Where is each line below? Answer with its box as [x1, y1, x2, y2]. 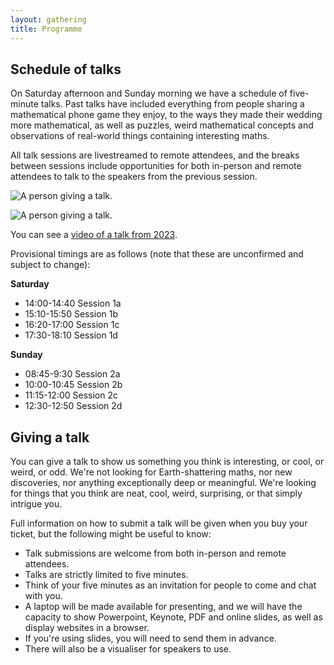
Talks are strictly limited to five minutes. [24, 569, 189, 581]
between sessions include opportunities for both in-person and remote [10, 160, 302, 172]
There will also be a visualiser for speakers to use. [24, 643, 232, 655]
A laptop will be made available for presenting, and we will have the [24, 601, 303, 613]
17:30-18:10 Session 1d [24, 329, 118, 341]
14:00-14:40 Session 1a [24, 297, 122, 310]
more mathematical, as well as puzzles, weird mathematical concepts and [10, 119, 314, 131]
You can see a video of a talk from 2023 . [10, 229, 178, 241]
